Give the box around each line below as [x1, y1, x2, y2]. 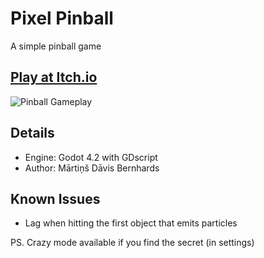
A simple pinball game [10, 40, 102, 52]
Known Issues [10, 190, 101, 207]
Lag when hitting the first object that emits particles [24, 217, 238, 229]
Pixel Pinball [10, 7, 114, 30]
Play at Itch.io [10, 69, 98, 86]
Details [10, 125, 55, 142]
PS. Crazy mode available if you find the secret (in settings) [10, 237, 255, 249]
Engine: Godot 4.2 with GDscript [24, 151, 158, 163]
